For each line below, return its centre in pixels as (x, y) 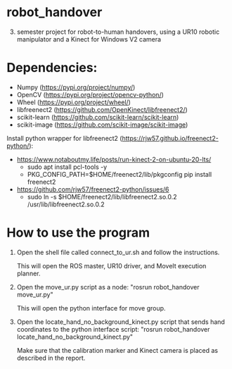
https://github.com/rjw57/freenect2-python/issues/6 (93, 189)
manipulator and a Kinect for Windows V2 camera (89, 39)
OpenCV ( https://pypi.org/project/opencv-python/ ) (90, 94)
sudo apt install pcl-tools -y (67, 167)
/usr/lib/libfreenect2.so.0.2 (66, 204)
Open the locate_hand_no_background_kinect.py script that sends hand (121, 322)
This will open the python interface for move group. (91, 308)
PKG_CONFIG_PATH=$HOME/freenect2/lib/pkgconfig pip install (120, 174)
